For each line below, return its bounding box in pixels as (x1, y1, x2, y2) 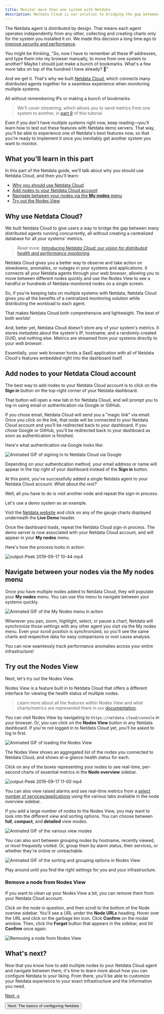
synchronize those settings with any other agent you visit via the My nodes (5, 623, 157, 629)
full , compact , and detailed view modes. (5, 818, 88, 824)
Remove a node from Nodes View (5, 879, 86, 886)
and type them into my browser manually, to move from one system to (5, 55, 146, 61)
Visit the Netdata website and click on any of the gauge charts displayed (5, 509, 151, 515)
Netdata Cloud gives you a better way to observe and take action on (5, 260, 143, 266)
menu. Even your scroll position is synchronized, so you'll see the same (5, 628, 149, 634)
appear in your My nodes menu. (5, 534, 70, 540)
